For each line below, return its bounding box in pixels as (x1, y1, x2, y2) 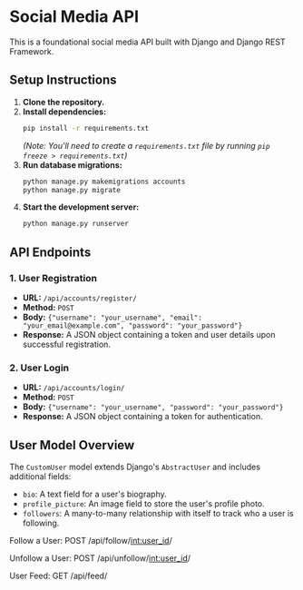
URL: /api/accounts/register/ (22, 292, 138, 303)
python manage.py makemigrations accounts (22, 177, 186, 186)
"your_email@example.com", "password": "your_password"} (22, 320, 243, 330)
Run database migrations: (22, 159, 122, 170)
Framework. (9, 45, 54, 56)
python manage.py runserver (22, 220, 129, 229)
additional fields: (9, 471, 72, 482)
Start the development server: (22, 202, 140, 212)
